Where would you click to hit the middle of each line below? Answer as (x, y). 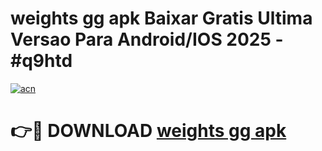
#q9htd (41, 61)
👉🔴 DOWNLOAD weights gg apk (148, 131)
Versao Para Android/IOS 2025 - (147, 39)
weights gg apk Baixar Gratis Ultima (161, 18)
